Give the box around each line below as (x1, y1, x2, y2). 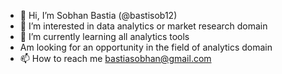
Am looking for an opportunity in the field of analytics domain (19, 41, 273, 53)
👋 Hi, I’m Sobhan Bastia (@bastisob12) (19, 10, 178, 21)
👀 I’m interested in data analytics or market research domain (19, 20, 268, 32)
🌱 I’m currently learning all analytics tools (19, 31, 190, 42)
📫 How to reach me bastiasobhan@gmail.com (19, 53, 212, 64)
